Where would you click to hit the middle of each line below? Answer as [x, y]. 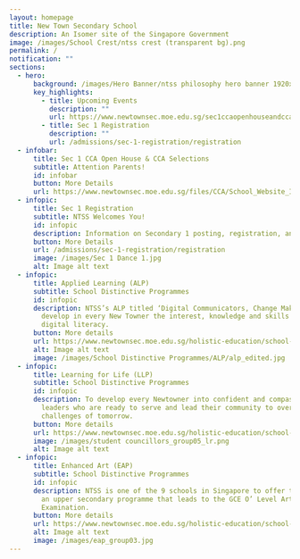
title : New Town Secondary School [74, 26]
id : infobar [55, 175]
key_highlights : [63, 92]
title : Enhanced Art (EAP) [83, 466]
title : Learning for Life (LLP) [93, 375]
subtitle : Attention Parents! [89, 167]
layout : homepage [42, 17]
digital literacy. [75, 325]
